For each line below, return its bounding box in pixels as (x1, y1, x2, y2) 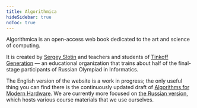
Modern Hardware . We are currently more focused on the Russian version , (6, 90, 189, 97)
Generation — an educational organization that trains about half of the (6, 60, 177, 67)
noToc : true (6, 19, 36, 25)
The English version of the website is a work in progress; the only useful (6, 77, 183, 84)
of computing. (6, 42, 40, 49)
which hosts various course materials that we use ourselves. (6, 96, 154, 103)
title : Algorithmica (6, 8, 58, 15)
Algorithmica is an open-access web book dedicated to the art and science (6, 36, 190, 43)
